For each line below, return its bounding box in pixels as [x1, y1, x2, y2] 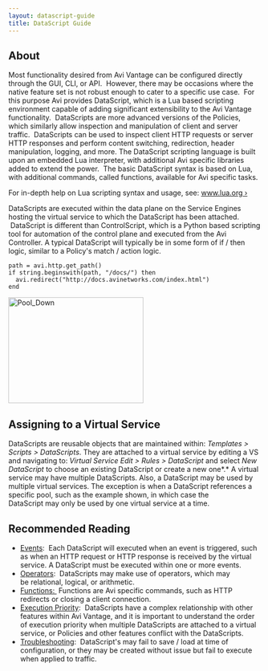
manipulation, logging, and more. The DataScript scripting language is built [8, 147, 256, 157]
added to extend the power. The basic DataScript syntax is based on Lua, [8, 164, 253, 173]
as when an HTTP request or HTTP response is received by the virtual [19, 551, 252, 561]
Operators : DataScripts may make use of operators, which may [19, 568, 230, 578]
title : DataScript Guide [8, 19, 91, 27]
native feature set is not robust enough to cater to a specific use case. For [8, 87, 255, 97]
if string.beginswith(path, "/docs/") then [8, 269, 156, 277]
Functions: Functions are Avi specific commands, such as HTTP [19, 585, 233, 595]
